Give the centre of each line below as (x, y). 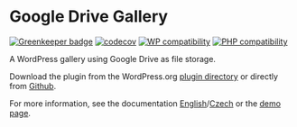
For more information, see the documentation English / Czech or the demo (145, 103)
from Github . (33, 86)
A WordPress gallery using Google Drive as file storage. (113, 59)
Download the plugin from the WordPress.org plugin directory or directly (144, 76)
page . (20, 113)
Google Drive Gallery (89, 17)
